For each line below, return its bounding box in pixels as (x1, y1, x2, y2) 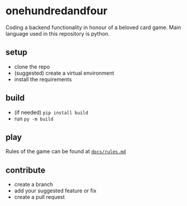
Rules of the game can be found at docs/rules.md (5, 148, 126, 155)
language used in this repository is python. (5, 30, 110, 37)
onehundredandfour (5, 4, 108, 18)
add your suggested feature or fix (14, 187, 97, 194)
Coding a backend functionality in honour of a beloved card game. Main (5, 24, 182, 31)
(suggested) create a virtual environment (14, 69, 115, 77)
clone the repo (14, 63, 50, 70)
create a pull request (14, 194, 65, 201)
